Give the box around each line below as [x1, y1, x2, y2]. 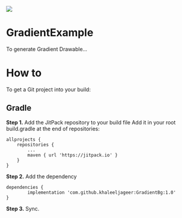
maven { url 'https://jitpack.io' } [27, 152, 118, 158]
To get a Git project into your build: [6, 86, 91, 93]
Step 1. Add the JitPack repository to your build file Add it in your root [6, 118, 176, 126]
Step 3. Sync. [6, 205, 40, 212]
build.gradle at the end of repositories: [6, 125, 100, 132]
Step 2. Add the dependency [6, 172, 77, 180]
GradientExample [6, 26, 94, 40]
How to [6, 66, 42, 80]
